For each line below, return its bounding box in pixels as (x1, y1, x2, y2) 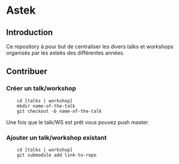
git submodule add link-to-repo (17, 152, 97, 158)
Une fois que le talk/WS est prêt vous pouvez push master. (6, 118, 149, 125)
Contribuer (6, 67, 47, 77)
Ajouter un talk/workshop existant (6, 133, 107, 141)
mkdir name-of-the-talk (17, 103, 76, 109)
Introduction (6, 27, 53, 37)
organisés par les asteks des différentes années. (6, 49, 125, 56)
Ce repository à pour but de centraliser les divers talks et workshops (6, 43, 174, 50)
